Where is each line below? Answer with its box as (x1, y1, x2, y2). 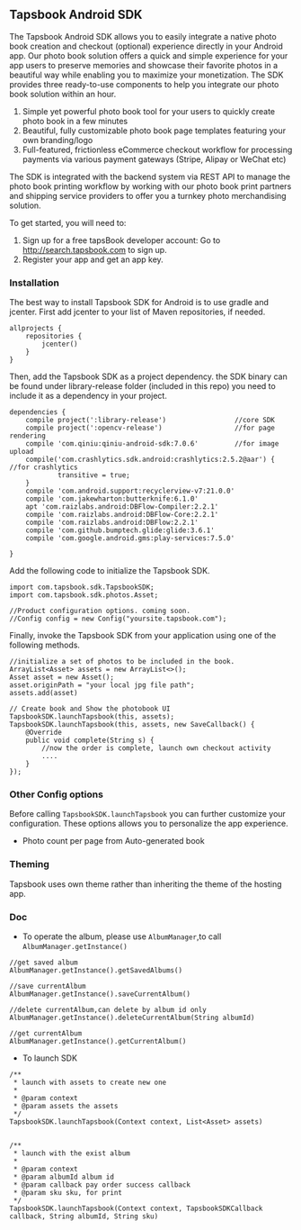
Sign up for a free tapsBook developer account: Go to (22, 234, 221, 246)
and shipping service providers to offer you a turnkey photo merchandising (9, 190, 287, 201)
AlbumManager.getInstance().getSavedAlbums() (9, 966, 182, 975)
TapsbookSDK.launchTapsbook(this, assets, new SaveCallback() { (9, 720, 255, 729)
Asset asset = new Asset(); (9, 673, 115, 683)
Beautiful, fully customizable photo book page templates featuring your (22, 125, 286, 136)
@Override (25, 728, 63, 737)
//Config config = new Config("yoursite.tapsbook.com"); (9, 614, 227, 624)
